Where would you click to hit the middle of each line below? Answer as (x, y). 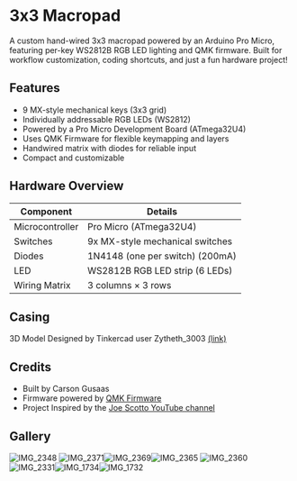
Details (162, 211)
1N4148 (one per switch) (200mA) (162, 256)
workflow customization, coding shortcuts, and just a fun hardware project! (148, 59)
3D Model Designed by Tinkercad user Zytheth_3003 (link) (118, 339)
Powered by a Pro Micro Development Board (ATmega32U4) (134, 129)
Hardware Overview (67, 186)
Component (46, 211)
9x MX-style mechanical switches (159, 241)
